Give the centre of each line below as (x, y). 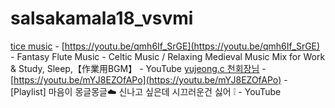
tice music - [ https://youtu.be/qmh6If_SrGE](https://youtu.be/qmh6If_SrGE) (165, 46)
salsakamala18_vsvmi (102, 18)
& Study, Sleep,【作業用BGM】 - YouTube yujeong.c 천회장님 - (138, 68)
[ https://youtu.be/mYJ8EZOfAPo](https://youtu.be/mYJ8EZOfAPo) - (149, 79)
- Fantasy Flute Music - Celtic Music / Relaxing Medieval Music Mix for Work (168, 56)
